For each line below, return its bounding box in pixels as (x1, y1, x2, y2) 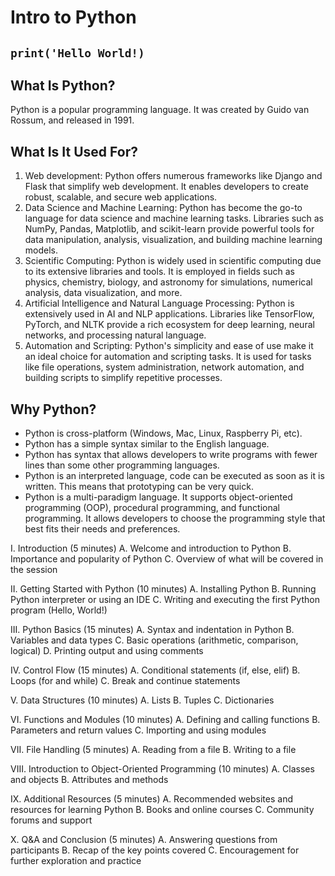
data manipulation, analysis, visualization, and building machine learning (24, 234, 323, 246)
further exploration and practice (10, 855, 142, 867)
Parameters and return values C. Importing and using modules (10, 724, 267, 736)
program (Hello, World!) (10, 604, 108, 616)
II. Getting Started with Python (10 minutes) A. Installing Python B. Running (10, 583, 317, 595)
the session (10, 564, 58, 576)
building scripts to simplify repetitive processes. (24, 372, 223, 384)
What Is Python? (10, 77, 116, 94)
